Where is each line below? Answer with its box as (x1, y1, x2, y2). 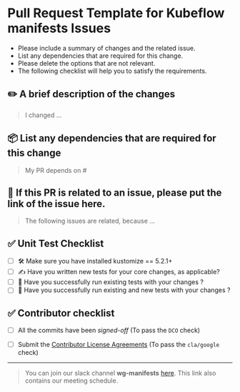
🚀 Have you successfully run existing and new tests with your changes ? (17, 286, 231, 294)
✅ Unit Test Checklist (7, 237, 104, 249)
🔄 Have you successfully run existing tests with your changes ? (17, 278, 204, 286)
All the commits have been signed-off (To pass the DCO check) (17, 326, 201, 335)
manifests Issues (7, 20, 111, 36)
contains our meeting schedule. (24, 376, 119, 385)
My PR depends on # (24, 166, 87, 174)
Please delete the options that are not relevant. (17, 59, 156, 67)
